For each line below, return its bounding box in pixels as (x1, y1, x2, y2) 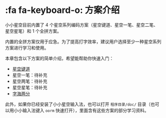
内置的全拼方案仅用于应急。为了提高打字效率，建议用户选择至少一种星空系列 (5, 38, 162, 45)
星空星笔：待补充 (12, 84, 48, 90)
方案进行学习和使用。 (5, 45, 49, 51)
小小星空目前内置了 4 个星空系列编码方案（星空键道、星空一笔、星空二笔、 (5, 22, 158, 28)
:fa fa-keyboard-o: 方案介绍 (5, 4, 120, 16)
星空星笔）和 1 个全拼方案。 (5, 28, 62, 34)
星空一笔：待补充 (12, 72, 48, 78)
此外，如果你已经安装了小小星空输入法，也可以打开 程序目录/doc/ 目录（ (5, 101, 151, 107)
